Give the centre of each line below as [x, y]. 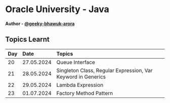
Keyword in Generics [81, 77]
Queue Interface [76, 62]
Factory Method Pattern [84, 93]
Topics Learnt [27, 40]
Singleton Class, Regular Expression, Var [104, 70]
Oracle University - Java [57, 9]
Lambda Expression [80, 85]
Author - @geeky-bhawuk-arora [40, 23]
